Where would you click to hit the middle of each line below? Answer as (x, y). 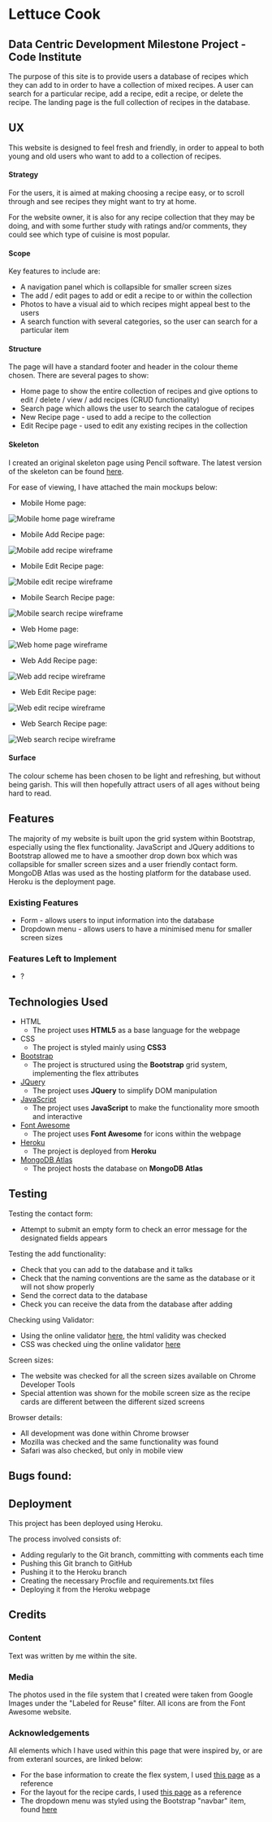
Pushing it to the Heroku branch (73, 1572)
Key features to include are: (54, 271)
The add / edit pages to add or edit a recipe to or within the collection (136, 296)
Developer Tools (47, 1384)
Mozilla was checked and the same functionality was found (119, 1441)
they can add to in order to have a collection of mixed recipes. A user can (131, 85)
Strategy (24, 175)
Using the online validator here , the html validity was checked (123, 1336)
